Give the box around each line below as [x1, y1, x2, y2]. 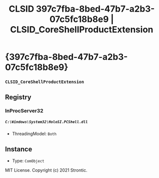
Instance [5, 145, 33, 153]
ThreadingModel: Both [12, 131, 57, 137]
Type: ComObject [12, 158, 45, 164]
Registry [5, 93, 32, 101]
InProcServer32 [5, 107, 44, 114]
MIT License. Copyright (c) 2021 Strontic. [5, 167, 88, 173]
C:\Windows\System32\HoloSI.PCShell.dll [5, 120, 88, 125]
